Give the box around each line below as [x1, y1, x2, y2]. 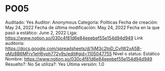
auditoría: [5, 40, 25, 46]
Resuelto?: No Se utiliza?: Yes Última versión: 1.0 [5, 61, 104, 67]
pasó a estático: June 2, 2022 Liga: [5, 30, 78, 35]
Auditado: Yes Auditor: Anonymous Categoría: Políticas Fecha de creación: [5, 19, 158, 25]
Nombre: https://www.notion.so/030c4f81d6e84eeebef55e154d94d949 [5, 56, 153, 62]
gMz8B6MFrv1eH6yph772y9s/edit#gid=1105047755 [5, 50, 112, 57]
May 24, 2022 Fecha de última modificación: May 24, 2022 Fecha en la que [5, 24, 160, 30]
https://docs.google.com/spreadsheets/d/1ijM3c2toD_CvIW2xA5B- [5, 45, 142, 51]
